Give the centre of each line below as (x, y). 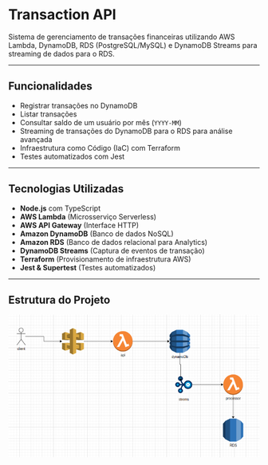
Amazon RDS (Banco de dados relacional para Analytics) (114, 242)
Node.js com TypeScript (60, 208)
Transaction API (63, 15)
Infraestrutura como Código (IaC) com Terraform (100, 148)
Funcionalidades (51, 87)
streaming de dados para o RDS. (62, 53)
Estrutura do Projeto (59, 299)
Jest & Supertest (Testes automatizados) (88, 267)
